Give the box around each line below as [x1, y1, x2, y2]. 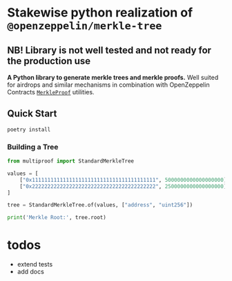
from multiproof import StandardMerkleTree [7, 158, 135, 165]
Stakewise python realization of [7, 5, 193, 21]
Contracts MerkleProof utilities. [7, 88, 95, 96]
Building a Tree [7, 142, 59, 152]
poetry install [7, 126, 51, 133]
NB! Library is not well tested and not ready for [7, 44, 212, 56]
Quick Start [7, 108, 57, 120]
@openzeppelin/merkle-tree [7, 19, 162, 32]
